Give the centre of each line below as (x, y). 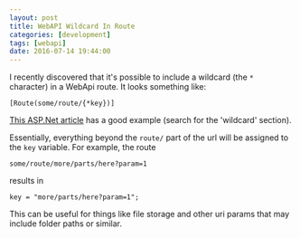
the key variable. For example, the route (83, 148)
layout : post (34, 18)
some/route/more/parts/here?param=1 (78, 164)
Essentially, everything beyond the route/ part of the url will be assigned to (149, 138)
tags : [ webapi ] (38, 43)
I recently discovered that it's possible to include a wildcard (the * (132, 77)
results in (26, 181)
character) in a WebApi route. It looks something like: (108, 87)
